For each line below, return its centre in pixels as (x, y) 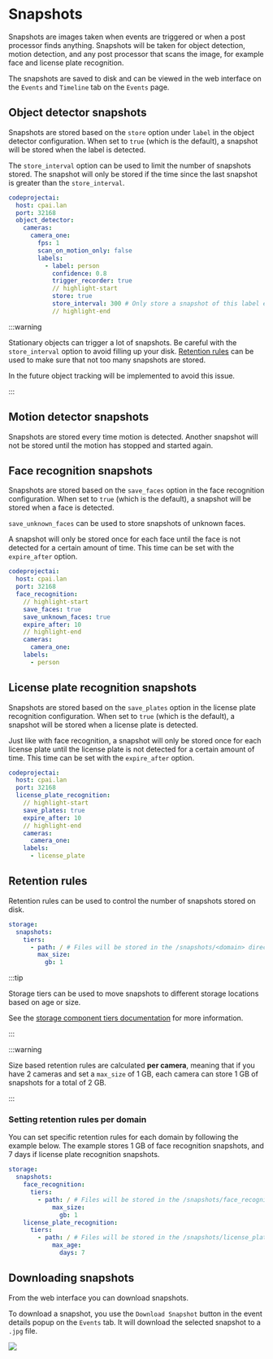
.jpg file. (23, 1331)
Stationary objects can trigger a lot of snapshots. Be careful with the (123, 342)
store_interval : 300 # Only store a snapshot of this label (156, 304)
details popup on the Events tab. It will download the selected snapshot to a (135, 1322)
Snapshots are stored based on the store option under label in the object (131, 132)
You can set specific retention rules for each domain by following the (123, 1138)
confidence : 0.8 (79, 274)
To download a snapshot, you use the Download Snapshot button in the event (135, 1313)
